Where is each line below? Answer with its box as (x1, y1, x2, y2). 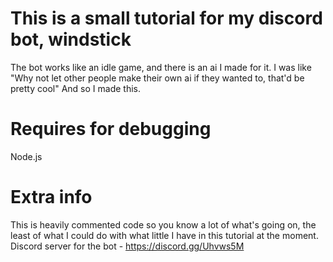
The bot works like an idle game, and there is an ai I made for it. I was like (10, 61, 312, 73)
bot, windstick (10, 28, 132, 51)
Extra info (10, 186, 93, 209)
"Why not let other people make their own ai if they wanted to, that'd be (10, 72, 305, 84)
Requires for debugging (10, 118, 212, 141)
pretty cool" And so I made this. (10, 82, 141, 94)
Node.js (10, 150, 43, 162)
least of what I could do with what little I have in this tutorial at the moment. (10, 229, 319, 241)
